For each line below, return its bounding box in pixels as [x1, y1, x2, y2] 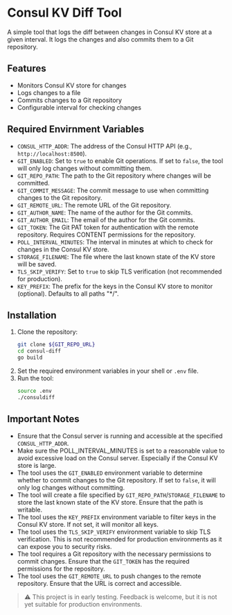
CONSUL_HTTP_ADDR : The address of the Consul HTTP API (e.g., [17, 142, 193, 150]
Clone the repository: [17, 328, 78, 336]
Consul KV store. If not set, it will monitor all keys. [17, 520, 159, 528]
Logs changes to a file [17, 88, 81, 96]
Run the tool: [17, 374, 54, 382]
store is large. [17, 461, 57, 469]
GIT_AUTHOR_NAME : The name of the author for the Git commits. [17, 208, 193, 217]
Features [7, 62, 46, 74]
